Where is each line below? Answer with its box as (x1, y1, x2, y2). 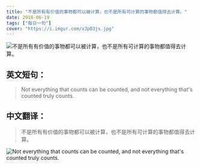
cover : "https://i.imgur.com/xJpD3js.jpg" (6, 25, 114, 32)
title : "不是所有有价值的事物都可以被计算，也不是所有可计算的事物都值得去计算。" (6, 8, 188, 15)
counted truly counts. (20, 93, 75, 100)
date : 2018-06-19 (6, 14, 50, 20)
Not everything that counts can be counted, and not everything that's (20, 86, 193, 93)
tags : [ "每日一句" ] (6, 20, 52, 26)
